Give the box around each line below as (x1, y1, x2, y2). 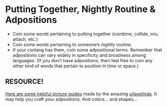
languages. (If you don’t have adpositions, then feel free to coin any (12, 57, 153, 63)
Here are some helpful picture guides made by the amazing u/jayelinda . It (5, 90, 157, 96)
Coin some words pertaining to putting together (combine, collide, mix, (12, 31, 159, 37)
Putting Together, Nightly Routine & (5, 4, 156, 15)
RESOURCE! (5, 77, 44, 86)
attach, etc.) (12, 36, 38, 42)
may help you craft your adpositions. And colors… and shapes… (5, 96, 137, 102)
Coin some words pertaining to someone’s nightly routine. (12, 41, 132, 47)
